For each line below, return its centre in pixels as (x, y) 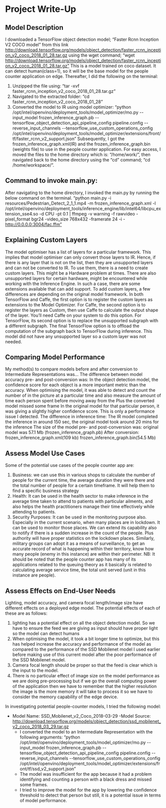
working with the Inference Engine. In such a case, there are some (73, 284)
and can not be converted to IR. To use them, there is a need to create (77, 268)
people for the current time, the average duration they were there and (83, 480)
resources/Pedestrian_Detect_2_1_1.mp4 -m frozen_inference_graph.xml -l (81, 203)
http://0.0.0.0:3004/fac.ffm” (33, 224)
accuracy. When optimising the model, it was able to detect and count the (80, 390)
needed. (14, 342)
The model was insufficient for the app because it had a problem (86, 774)
